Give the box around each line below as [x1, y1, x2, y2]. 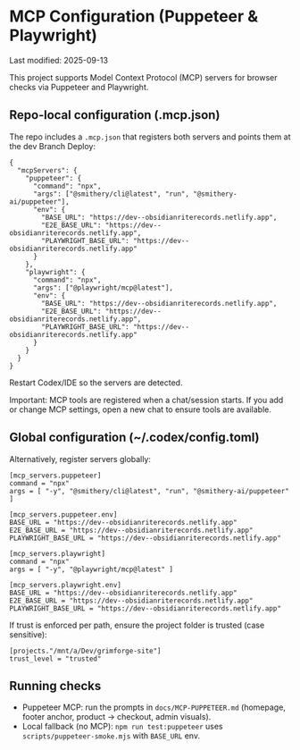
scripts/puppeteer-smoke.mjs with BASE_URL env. [21, 730, 201, 741]
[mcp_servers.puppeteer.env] [9, 510, 118, 519]
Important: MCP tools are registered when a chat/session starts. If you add [9, 394, 284, 405]
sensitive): [9, 628, 47, 640]
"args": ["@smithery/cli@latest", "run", [32, 190, 190, 198]
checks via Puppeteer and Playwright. [9, 81, 149, 92]
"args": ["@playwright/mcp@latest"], [32, 283, 174, 292]
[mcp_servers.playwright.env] [9, 580, 122, 589]
